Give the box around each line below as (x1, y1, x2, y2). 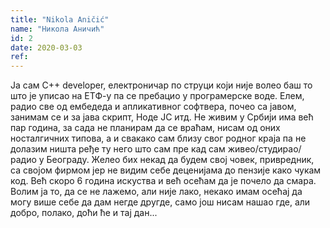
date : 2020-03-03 (10, 42, 83, 53)
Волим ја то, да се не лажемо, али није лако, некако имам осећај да (10, 186, 303, 198)
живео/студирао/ (227, 143, 302, 155)
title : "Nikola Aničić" (10, 14, 110, 25)
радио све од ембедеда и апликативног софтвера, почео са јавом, (10, 101, 297, 113)
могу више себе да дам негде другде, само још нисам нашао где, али (10, 196, 311, 208)
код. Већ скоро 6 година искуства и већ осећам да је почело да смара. (10, 175, 317, 187)
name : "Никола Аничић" (10, 24, 105, 34)
